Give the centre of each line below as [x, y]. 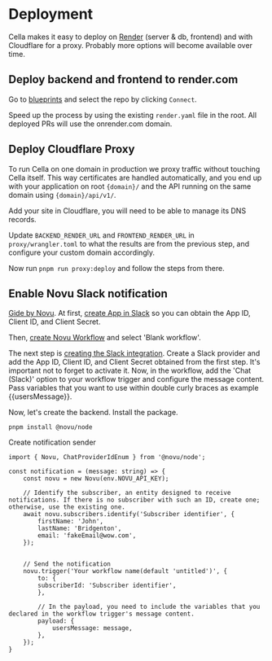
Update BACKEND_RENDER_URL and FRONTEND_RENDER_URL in [102, 235]
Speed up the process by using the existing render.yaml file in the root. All [133, 115]
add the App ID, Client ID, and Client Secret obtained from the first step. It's [134, 362]
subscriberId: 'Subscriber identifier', [107, 586]
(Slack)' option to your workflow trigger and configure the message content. [136, 379]
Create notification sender [52, 442]
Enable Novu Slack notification [88, 293]
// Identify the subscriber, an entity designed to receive [127, 493]
